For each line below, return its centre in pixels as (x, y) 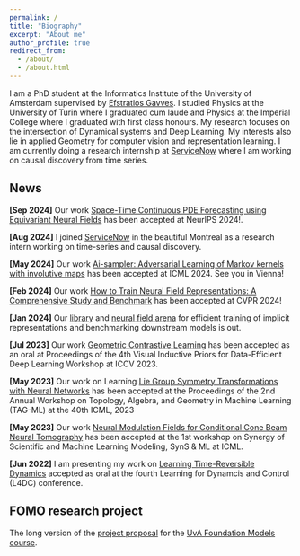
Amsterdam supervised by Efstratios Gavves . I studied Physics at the (137, 102)
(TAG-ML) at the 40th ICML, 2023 (72, 410)
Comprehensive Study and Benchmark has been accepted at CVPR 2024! (146, 300)
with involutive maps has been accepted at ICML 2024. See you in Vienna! (147, 273)
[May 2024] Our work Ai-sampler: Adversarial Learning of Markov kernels (147, 264)
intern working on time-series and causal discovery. (106, 246)
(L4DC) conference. (46, 482)
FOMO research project (76, 512)
